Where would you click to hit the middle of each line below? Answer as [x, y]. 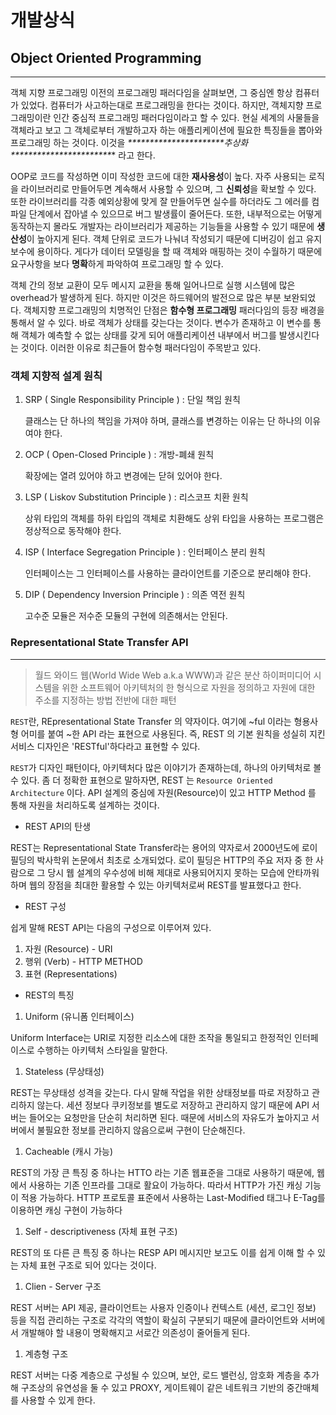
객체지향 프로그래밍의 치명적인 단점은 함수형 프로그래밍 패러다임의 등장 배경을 [174, 310]
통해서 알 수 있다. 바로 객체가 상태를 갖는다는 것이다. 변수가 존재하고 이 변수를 [161, 322]
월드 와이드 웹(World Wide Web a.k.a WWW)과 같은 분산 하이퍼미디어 [173, 675]
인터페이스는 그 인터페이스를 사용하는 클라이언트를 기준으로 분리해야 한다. [168, 573]
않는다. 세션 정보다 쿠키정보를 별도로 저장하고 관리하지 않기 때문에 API [173, 1105]
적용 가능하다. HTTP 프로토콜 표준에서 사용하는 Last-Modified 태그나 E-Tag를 [173, 1197]
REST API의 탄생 [58, 826]
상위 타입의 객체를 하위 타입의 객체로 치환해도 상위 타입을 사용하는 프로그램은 [174, 518]
